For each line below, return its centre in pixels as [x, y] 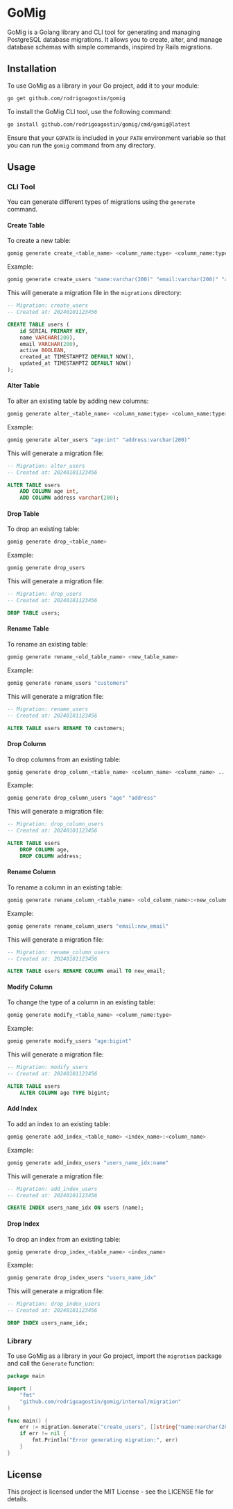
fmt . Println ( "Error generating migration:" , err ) [105, 1440]
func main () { [28, 1421]
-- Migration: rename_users [48, 709]
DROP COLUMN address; [51, 856]
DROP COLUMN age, [45, 850]
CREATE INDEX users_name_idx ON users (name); [76, 1208]
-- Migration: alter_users [46, 466]
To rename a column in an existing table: [65, 887]
